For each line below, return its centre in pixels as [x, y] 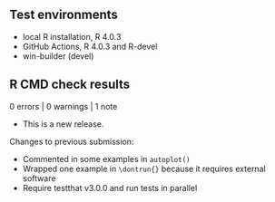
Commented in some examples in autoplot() [106, 159]
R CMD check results [70, 85]
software [39, 178]
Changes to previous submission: [72, 141]
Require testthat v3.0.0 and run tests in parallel [110, 188]
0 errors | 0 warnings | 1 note [64, 106]
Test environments [64, 15]
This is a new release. [63, 124]
